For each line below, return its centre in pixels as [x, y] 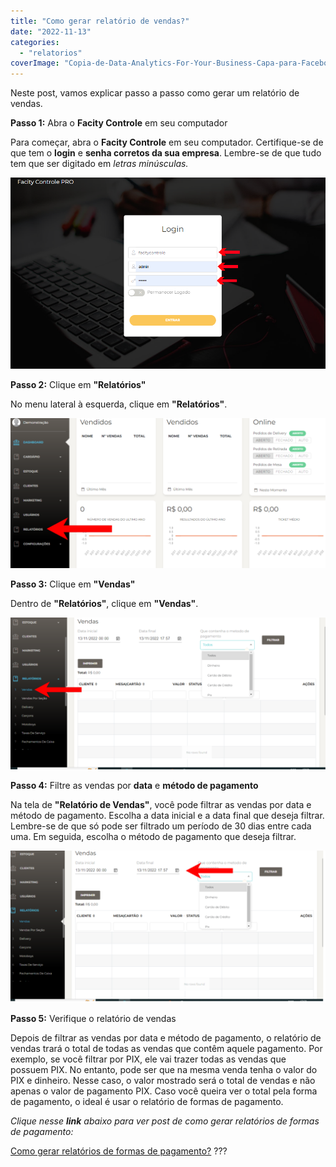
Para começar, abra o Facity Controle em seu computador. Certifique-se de [167, 142]
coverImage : [35, 63]
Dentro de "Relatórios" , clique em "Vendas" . [104, 603]
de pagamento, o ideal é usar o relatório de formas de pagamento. [147, 1101]
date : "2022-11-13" [51, 31]
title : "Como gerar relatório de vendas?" [100, 21]
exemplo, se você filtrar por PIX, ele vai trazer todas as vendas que [148, 1059]
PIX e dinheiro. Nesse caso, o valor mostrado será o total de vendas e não [163, 1080]
